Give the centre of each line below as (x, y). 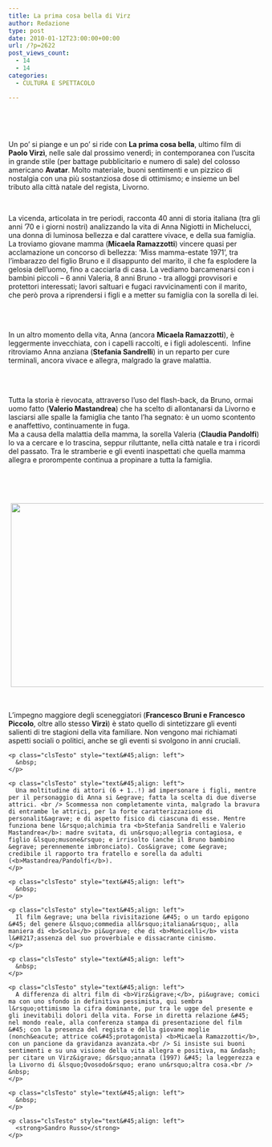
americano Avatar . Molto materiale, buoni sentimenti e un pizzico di (120, 170)
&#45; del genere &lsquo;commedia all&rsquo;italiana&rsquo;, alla (124, 924)
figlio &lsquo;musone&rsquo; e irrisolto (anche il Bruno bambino (122, 840)
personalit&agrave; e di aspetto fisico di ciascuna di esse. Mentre (127, 818)
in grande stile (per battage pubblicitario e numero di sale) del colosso (124, 161)
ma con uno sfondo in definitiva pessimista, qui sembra (106, 1002)
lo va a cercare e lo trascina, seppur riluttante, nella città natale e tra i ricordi (134, 442)
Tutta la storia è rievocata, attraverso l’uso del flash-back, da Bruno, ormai (131, 399)
